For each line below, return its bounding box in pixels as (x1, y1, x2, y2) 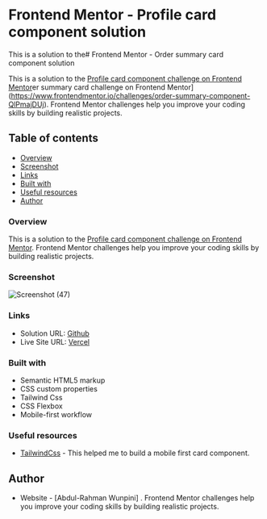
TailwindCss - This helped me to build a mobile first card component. (19, 448, 250, 458)
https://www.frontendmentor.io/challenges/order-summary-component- (10, 90, 251, 100)
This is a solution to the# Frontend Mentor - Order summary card (8, 49, 224, 59)
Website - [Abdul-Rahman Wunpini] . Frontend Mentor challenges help (19, 493, 255, 503)
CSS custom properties (19, 383, 98, 393)
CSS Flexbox (19, 401, 63, 411)
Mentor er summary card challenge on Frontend (8, 82, 165, 92)
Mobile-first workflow (19, 409, 93, 419)
